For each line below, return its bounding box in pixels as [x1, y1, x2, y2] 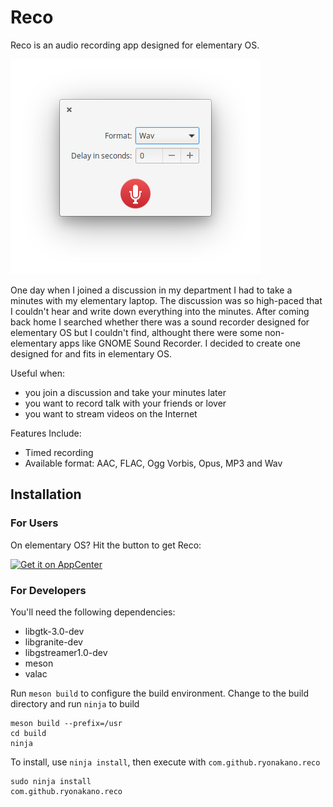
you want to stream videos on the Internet [24, 407, 198, 420]
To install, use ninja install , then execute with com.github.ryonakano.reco [10, 756, 321, 768]
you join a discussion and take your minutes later [24, 386, 227, 398]
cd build [10, 728, 47, 738]
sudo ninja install [10, 776, 92, 786]
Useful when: [10, 367, 65, 379]
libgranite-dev [24, 636, 83, 648]
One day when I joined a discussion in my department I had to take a [10, 284, 293, 296]
